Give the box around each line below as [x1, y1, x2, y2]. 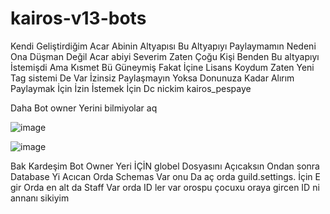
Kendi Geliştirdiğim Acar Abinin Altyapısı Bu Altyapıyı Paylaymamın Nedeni [10, 40, 317, 52]
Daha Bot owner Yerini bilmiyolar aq [10, 102, 158, 114]
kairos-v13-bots [10, 7, 147, 30]
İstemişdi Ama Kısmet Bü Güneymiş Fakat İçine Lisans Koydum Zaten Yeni [10, 61, 315, 73]
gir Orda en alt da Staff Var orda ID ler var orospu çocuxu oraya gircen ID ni [10, 181, 320, 193]
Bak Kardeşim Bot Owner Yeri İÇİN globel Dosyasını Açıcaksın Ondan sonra [10, 160, 320, 172]
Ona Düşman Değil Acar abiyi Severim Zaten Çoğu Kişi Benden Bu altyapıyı [10, 50, 320, 62]
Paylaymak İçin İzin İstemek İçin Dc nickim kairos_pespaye [10, 82, 252, 94]
